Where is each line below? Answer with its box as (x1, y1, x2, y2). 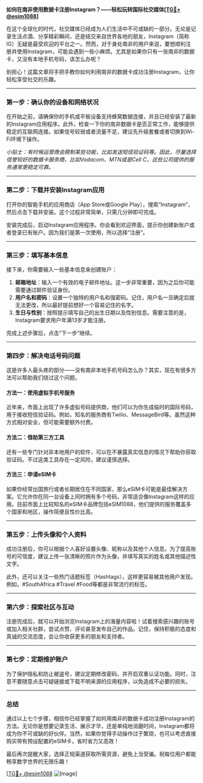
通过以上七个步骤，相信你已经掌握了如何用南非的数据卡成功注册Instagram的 (6, 715, 195, 722)
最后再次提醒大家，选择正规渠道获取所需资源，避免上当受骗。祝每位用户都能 (6, 750, 196, 758)
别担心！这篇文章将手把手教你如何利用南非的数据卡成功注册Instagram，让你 (6, 68, 195, 75)
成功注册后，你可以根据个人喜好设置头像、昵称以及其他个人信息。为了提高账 (6, 545, 196, 553)
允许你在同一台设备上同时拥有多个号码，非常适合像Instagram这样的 (22, 493, 190, 500)
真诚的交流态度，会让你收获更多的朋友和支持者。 (6, 633, 128, 640)
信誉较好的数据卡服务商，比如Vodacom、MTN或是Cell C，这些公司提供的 (6, 156, 189, 163)
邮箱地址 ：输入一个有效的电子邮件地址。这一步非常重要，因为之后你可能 (14, 278, 195, 286)
